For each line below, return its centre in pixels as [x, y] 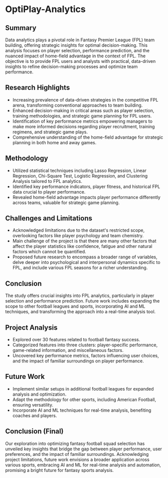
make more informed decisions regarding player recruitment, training [83, 126]
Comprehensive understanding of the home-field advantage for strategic [88, 137]
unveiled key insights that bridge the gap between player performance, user [83, 449]
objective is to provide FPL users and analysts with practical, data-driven [80, 61]
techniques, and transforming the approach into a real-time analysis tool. [80, 312]
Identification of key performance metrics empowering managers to [82, 121]
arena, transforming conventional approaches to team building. [77, 105]
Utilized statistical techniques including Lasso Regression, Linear [79, 170]
